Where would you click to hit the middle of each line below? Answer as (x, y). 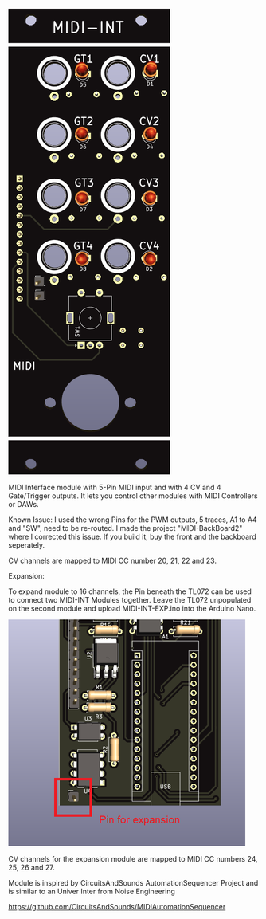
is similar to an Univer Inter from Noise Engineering (92, 891)
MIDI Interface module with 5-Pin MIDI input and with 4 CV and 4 (115, 487)
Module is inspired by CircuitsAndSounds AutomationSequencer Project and (133, 883)
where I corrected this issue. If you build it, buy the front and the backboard (132, 536)
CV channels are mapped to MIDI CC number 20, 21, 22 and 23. (113, 560)
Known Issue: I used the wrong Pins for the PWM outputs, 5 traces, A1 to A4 (133, 520)
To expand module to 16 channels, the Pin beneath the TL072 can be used (130, 591)
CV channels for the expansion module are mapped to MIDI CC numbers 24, (133, 859)
